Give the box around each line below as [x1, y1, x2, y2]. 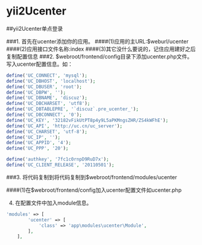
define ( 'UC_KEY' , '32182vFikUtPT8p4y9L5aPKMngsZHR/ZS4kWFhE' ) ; [6, 117, 169, 123]
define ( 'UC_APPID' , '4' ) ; [6, 140, 71, 146]
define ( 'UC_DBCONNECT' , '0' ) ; [6, 112, 83, 118]
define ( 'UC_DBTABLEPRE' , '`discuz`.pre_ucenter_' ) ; [6, 106, 139, 112]
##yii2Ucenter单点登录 [6, 25, 63, 32]
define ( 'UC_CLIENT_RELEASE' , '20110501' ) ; [6, 162, 115, 168]
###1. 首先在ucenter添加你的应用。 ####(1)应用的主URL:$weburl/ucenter [6, 37, 189, 45]
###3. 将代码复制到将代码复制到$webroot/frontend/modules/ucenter [6, 173, 177, 180]
